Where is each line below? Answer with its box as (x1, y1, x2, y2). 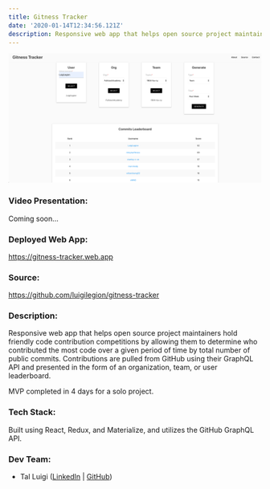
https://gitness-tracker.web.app (8, 251, 114, 261)
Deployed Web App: (8, 234, 88, 245)
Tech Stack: (8, 406, 56, 418)
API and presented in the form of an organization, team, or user (8, 362, 218, 373)
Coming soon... (8, 214, 59, 223)
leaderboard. (8, 371, 51, 381)
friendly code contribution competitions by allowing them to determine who (8, 337, 258, 347)
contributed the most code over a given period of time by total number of (8, 345, 251, 355)
